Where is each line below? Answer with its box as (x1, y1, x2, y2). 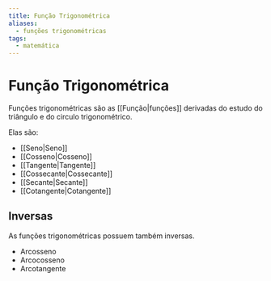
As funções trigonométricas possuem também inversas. (8, 231, 196, 241)
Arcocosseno (19, 255, 65, 265)
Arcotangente (19, 263, 66, 273)
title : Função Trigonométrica (8, 11, 111, 20)
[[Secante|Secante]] (19, 178, 88, 187)
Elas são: (8, 128, 39, 137)
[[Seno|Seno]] (19, 143, 68, 153)
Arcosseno (19, 246, 57, 256)
